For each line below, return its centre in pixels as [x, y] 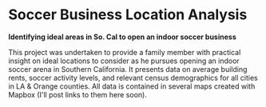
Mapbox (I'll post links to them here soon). [78, 94]
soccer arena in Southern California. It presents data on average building [128, 69]
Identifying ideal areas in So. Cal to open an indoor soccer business [123, 37]
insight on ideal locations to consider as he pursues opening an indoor [124, 61]
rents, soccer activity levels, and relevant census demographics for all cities [133, 77]
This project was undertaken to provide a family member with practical [125, 52]
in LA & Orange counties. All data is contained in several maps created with [132, 86]
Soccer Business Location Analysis [128, 15]
